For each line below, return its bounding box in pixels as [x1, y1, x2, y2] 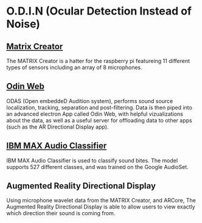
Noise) [6, 17, 41, 31]
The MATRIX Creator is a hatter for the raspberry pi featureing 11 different [6, 58, 190, 64]
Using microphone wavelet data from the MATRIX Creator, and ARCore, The [6, 197, 196, 204]
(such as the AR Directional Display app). [6, 123, 109, 130]
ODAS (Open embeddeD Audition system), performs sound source [6, 97, 173, 104]
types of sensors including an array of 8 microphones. [6, 64, 143, 71]
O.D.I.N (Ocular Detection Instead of [6, 4, 192, 18]
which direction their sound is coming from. [6, 210, 116, 217]
